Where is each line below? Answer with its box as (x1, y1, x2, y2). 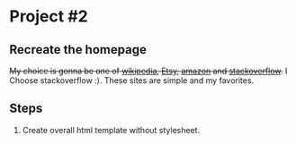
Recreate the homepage (9, 42, 147, 57)
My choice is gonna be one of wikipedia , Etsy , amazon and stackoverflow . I (9, 65, 288, 76)
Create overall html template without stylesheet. (22, 124, 201, 135)
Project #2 (9, 6, 88, 27)
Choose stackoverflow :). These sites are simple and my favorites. (9, 75, 255, 86)
